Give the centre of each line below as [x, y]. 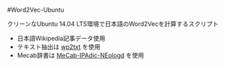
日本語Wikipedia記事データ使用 [61, 38]
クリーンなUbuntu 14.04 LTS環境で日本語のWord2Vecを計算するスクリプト [113, 24]
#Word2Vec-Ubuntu [36, 10]
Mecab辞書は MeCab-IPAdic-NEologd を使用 [80, 55]
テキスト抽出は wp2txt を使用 [59, 47]
